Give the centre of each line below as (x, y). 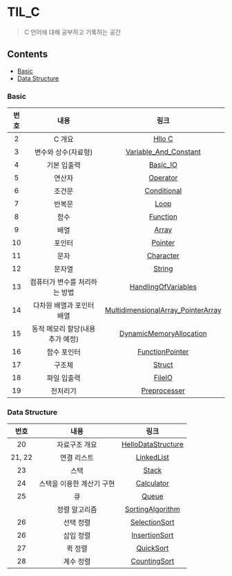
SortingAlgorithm (153, 510)
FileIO (163, 378)
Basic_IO (163, 165)
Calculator (152, 483)
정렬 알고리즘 (77, 510)
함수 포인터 (64, 352)
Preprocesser (163, 390)
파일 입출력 (64, 378)
